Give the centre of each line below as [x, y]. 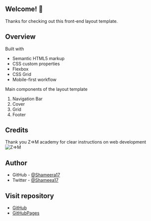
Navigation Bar [27, 99]
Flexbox [20, 69]
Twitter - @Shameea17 [35, 180]
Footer [19, 114]
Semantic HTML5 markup [38, 58]
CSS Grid [22, 74]
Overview [21, 37]
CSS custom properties [36, 64]
